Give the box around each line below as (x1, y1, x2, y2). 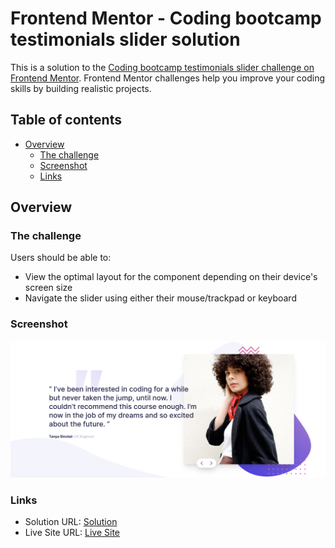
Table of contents (10, 112, 122, 129)
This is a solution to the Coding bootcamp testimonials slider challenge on (10, 61, 315, 73)
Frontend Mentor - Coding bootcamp (10, 7, 322, 30)
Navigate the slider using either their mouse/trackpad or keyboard (24, 292, 297, 304)
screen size (24, 282, 73, 294)
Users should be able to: (10, 252, 112, 264)
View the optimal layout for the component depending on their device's (24, 271, 318, 283)
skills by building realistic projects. (10, 82, 152, 94)
